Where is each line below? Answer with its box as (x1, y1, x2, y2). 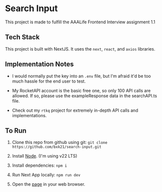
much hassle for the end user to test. (12, 78, 86, 84)
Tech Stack (5, 33, 40, 41)
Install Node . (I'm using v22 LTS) (12, 153, 78, 159)
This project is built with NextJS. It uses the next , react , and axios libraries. (5, 46, 155, 52)
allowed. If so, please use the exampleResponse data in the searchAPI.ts (12, 93, 157, 99)
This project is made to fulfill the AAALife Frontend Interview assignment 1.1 (5, 19, 156, 25)
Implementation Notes (5, 60, 74, 69)
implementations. (12, 112, 47, 118)
